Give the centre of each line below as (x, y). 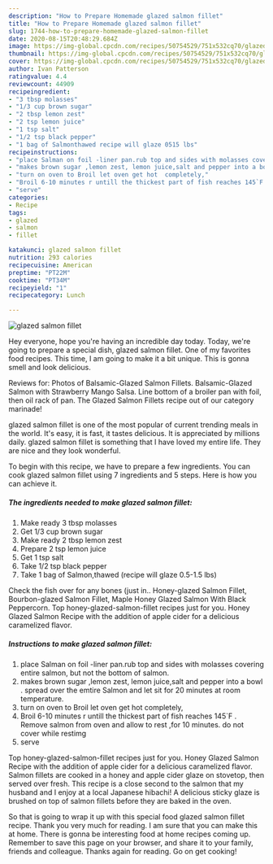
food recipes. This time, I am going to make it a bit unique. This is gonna (129, 359)
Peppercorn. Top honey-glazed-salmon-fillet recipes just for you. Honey (129, 608)
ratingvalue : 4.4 (38, 76)
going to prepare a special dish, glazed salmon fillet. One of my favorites (130, 350)
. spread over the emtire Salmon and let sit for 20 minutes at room (130, 690)
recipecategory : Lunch (47, 295)
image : (19, 46)
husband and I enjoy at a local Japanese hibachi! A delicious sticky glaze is (134, 792)
